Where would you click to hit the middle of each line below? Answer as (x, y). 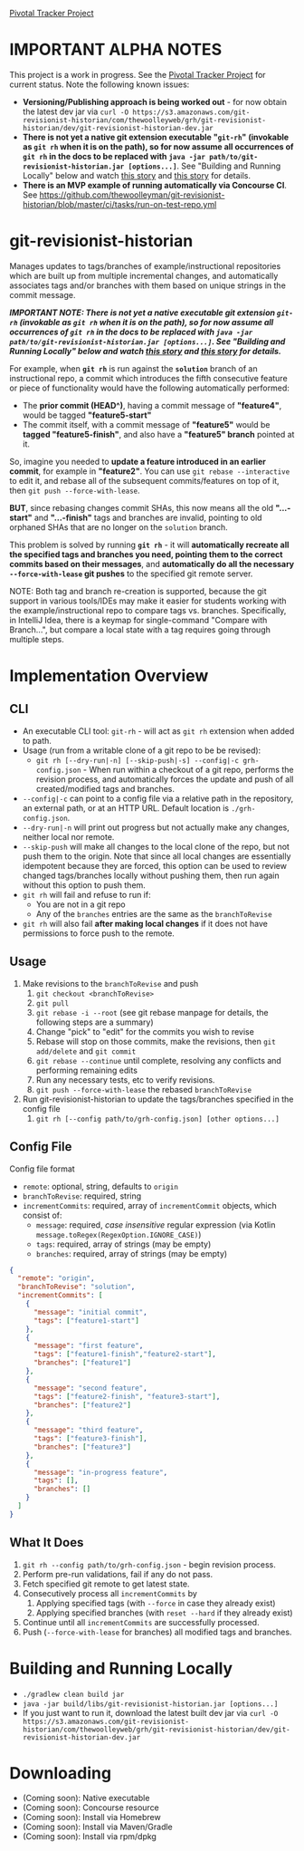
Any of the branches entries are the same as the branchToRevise (154, 913)
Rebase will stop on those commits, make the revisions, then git (156, 1041)
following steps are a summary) (95, 1022)
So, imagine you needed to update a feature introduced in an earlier (138, 461)
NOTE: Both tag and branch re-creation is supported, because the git (138, 591)
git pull (52, 1003)
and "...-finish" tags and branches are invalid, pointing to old (148, 517)
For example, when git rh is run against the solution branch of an (133, 368)
